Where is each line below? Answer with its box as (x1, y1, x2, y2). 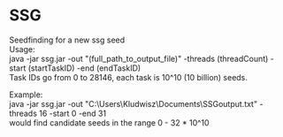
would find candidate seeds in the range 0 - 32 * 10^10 (9, 117, 210, 128)
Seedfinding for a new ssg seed (9, 34, 126, 45)
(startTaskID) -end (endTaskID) (27, 63, 141, 73)
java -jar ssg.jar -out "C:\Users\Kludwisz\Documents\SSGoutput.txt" (9, 98, 258, 109)
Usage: (9, 43, 35, 54)
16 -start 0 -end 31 (38, 108, 107, 118)
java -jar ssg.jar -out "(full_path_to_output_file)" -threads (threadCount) (9, 53, 269, 64)
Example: (9, 89, 43, 100)
